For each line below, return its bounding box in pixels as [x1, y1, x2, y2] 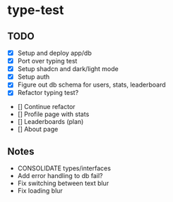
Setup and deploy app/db [17, 49, 92, 57]
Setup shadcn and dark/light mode [17, 65, 119, 73]
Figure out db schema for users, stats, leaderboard [17, 80, 166, 89]
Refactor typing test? [17, 89, 79, 97]
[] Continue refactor [17, 103, 76, 111]
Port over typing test [17, 57, 78, 65]
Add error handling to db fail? [17, 172, 104, 180]
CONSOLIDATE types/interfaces [17, 164, 112, 172]
